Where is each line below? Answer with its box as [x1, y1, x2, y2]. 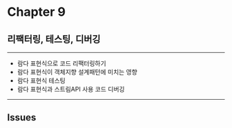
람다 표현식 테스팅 [17, 76, 66, 85]
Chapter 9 [7, 4, 66, 20]
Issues [7, 111, 37, 124]
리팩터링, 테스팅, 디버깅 [7, 33, 101, 45]
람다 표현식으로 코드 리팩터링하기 [17, 59, 106, 67]
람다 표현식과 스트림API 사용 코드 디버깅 [17, 85, 125, 93]
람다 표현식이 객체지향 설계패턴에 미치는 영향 [17, 68, 138, 76]
